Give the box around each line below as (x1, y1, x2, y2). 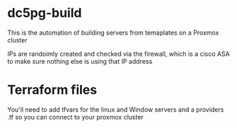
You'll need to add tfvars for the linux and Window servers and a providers (7, 105, 224, 114)
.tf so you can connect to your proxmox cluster (7, 112, 144, 121)
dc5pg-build (7, 5, 82, 21)
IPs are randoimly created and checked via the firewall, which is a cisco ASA (7, 50, 230, 58)
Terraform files (7, 82, 98, 98)
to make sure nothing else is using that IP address (7, 57, 153, 65)
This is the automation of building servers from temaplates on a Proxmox (7, 28, 219, 37)
